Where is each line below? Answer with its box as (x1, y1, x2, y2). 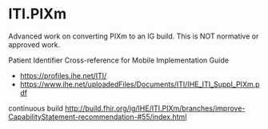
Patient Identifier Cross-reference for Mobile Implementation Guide (8, 55, 230, 65)
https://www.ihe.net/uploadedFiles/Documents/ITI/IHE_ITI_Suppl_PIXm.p (19, 79, 260, 89)
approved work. (8, 39, 61, 49)
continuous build (8, 103, 64, 113)
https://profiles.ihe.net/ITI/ (19, 71, 107, 80)
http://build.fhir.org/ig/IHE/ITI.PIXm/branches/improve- (65, 103, 246, 113)
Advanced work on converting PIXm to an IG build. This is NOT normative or (8, 31, 259, 41)
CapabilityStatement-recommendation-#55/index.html (8, 111, 187, 121)
